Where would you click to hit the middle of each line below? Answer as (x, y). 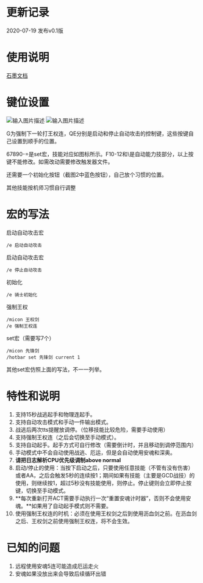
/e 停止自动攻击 (24, 270)
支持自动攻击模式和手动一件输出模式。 (63, 422)
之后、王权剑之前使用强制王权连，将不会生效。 (74, 521)
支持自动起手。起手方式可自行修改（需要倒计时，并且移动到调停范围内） (106, 445)
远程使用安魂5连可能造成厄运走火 (57, 566)
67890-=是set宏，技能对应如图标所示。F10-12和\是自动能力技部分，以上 (97, 154)
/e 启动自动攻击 (24, 245)
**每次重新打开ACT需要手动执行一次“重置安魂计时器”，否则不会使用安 (103, 498)
